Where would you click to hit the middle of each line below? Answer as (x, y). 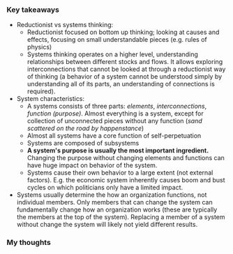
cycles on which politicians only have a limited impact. (105, 188)
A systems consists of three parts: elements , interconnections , (117, 106)
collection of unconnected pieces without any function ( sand (115, 121)
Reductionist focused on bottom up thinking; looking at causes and (123, 32)
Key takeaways (33, 10)
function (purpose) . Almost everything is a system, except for (115, 113)
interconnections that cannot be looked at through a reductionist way (126, 69)
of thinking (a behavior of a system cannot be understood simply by (125, 77)
